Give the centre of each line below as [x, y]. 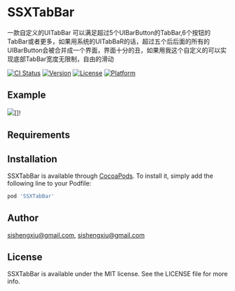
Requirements [39, 135]
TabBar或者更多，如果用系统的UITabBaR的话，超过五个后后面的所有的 [109, 41]
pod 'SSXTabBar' [31, 196]
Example [27, 95]
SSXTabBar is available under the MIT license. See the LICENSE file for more [117, 274]
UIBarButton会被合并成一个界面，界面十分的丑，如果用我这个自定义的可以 [114, 50]
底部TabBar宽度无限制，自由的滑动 [63, 59]
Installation [32, 159]
